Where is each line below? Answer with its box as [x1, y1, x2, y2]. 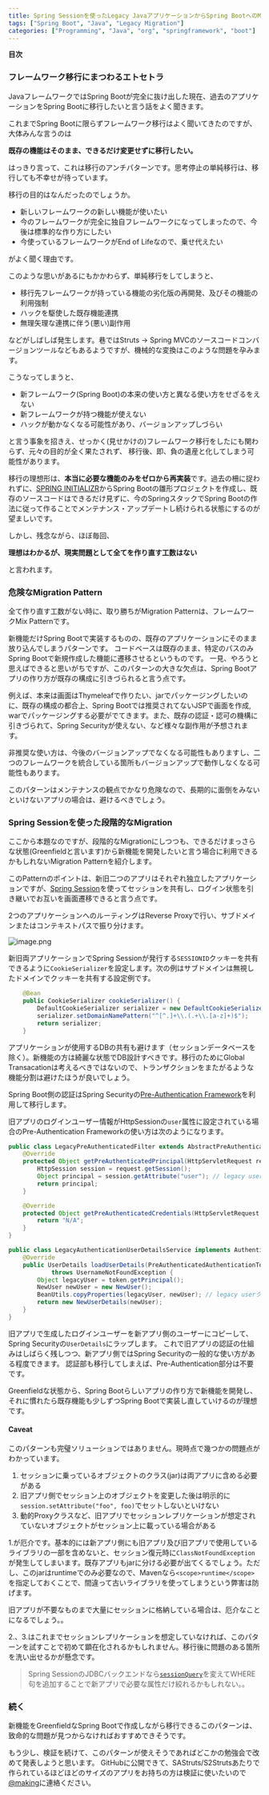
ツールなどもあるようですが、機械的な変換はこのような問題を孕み [35, 345, 254, 355]
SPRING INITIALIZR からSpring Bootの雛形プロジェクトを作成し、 [35, 483, 251, 493]
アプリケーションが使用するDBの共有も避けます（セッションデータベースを [8, 1042, 256, 1051]
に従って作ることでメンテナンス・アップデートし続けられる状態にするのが [14, 503, 260, 513]
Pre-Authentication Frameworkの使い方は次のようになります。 [22, 1126, 228, 1136]
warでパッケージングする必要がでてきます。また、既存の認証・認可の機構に [8, 711, 259, 720]
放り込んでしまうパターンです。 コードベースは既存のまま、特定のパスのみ [8, 643, 254, 653]
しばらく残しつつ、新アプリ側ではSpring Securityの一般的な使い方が [22, 1348, 248, 1358]
